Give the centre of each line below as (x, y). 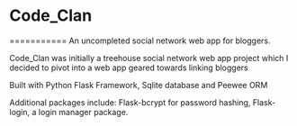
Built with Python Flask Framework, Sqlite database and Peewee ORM (139, 85)
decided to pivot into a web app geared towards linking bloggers (129, 67)
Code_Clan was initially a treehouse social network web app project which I (149, 58)
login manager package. (83, 112)
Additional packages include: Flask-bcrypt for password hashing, (130, 102)
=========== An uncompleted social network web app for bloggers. (140, 40)
